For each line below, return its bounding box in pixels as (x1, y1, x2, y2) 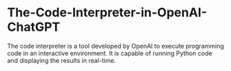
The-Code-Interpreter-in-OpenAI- (7, 5, 208, 20)
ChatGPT (7, 19, 61, 35)
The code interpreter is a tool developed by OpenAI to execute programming (7, 42, 224, 50)
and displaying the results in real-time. (7, 56, 116, 64)
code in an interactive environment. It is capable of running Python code (7, 49, 212, 57)
